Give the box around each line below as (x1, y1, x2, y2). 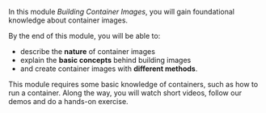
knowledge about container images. (8, 15, 128, 25)
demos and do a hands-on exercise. (8, 97, 129, 106)
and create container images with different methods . (19, 64, 198, 73)
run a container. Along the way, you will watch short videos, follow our (8, 88, 243, 98)
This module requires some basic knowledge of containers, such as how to (8, 80, 259, 89)
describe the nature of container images (19, 47, 156, 56)
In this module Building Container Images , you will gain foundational (8, 7, 234, 16)
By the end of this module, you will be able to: (8, 31, 161, 40)
